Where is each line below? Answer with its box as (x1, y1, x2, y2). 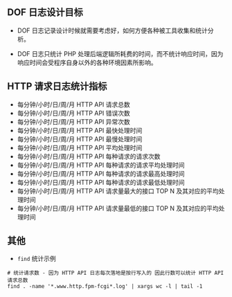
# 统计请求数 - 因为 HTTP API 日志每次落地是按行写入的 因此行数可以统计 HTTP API (7, 269, 224, 277)
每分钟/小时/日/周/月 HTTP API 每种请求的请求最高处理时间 (17, 169, 185, 178)
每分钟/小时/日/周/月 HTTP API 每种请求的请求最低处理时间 (17, 178, 185, 186)
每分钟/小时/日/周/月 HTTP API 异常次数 (17, 117, 130, 126)
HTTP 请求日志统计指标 (7, 80, 107, 92)
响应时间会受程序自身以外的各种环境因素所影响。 (17, 58, 157, 66)
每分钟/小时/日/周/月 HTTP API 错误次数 (17, 109, 130, 117)
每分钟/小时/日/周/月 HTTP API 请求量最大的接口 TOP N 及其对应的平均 (17, 186, 220, 195)
